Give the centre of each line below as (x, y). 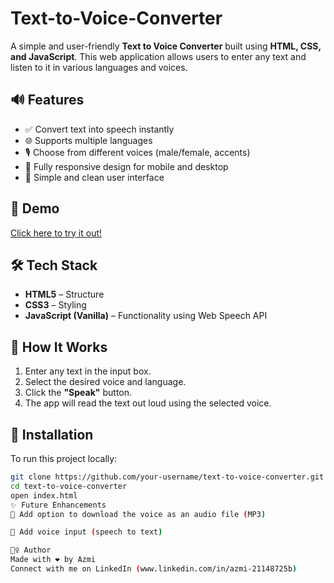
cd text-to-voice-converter (69, 486)
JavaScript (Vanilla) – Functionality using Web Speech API (146, 316)
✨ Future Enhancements (58, 505)
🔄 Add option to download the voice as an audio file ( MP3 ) (138, 514)
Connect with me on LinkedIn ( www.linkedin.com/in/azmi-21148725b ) (154, 569)
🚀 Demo (35, 208)
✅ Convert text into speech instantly (99, 129)
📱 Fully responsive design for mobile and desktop (126, 166)
